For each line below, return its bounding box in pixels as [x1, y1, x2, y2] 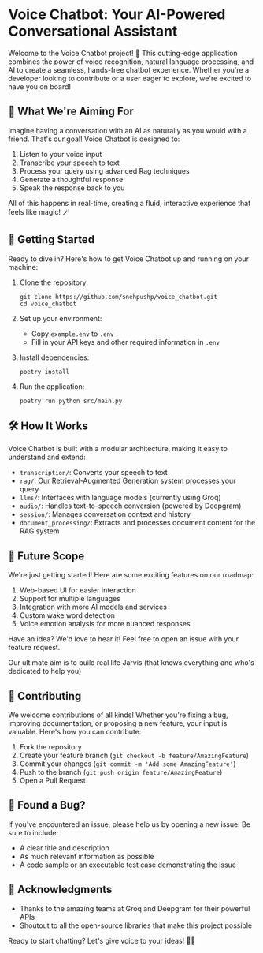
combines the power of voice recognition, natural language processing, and [8, 57, 254, 66]
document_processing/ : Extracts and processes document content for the [19, 518, 256, 528]
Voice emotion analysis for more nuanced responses [19, 619, 191, 629]
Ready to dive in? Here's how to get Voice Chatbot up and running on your [8, 254, 250, 263]
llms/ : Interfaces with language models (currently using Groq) [19, 493, 222, 503]
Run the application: [19, 381, 85, 391]
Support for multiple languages [19, 594, 120, 604]
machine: [8, 262, 39, 271]
